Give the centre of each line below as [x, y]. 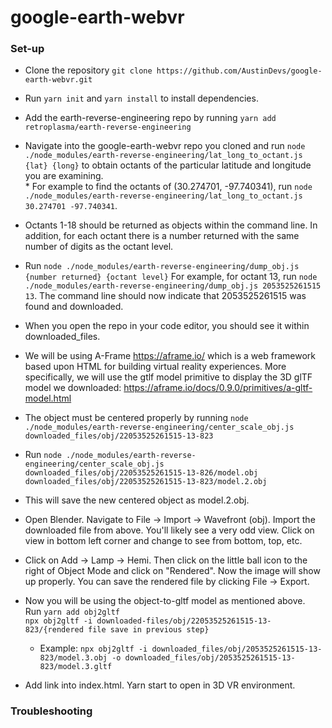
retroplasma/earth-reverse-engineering [108, 127]
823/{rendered [54, 630]
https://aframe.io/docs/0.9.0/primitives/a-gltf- [218, 388]
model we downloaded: [73, 388]
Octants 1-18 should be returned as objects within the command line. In [171, 225]
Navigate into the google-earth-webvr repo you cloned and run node [165, 146]
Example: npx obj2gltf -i [93, 648]
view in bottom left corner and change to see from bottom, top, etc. [163, 541]
